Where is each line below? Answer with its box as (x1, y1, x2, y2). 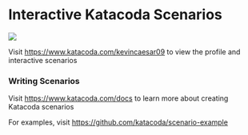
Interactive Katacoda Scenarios (8, 6, 222, 24)
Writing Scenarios (8, 75, 80, 86)
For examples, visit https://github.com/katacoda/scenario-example (8, 117, 228, 127)
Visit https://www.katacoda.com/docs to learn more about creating (8, 93, 229, 103)
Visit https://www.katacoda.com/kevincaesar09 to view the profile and (8, 46, 241, 57)
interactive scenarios (8, 55, 78, 65)
